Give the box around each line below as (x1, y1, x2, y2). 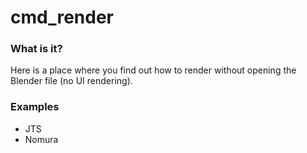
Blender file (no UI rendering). (10, 75, 133, 87)
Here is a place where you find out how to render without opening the (10, 64, 297, 76)
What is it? (10, 42, 63, 56)
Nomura (24, 133, 59, 145)
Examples (10, 100, 60, 114)
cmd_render (10, 6, 115, 29)
